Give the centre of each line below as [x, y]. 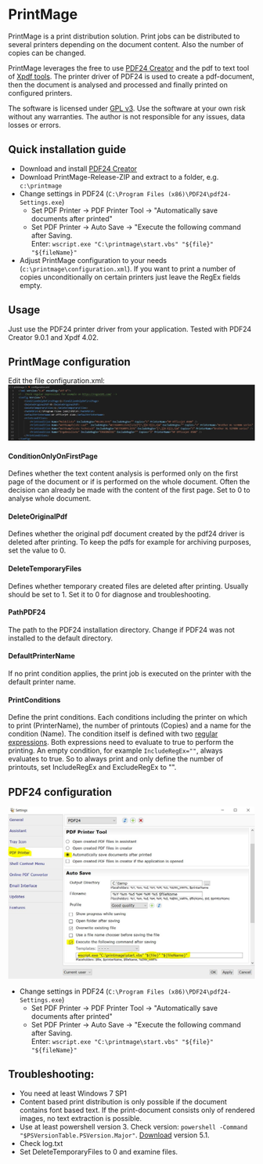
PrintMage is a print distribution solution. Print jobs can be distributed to [124, 36]
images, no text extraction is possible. [81, 1118]
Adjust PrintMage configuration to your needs [93, 260]
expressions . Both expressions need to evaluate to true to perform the [121, 743]
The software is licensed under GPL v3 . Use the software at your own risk [127, 108]
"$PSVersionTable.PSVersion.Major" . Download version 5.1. [114, 1135]
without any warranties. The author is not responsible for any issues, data [126, 116]
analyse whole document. [50, 498]
